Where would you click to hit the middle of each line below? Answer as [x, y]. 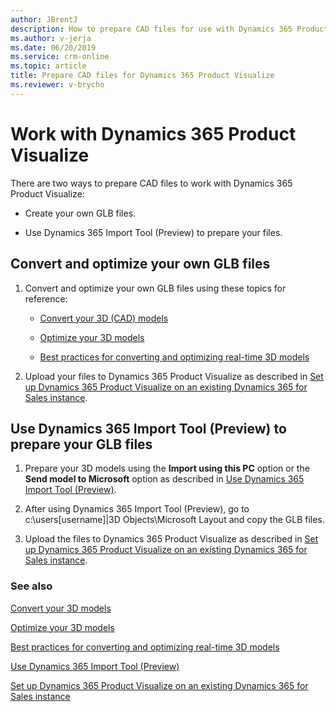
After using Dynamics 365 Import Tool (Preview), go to [137, 509]
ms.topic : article [48, 66]
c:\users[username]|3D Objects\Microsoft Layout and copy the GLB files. [174, 520]
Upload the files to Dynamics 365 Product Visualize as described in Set [171, 539]
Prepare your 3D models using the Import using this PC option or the [167, 468]
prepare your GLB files [81, 444]
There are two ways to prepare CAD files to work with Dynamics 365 [151, 183]
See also [31, 586]
